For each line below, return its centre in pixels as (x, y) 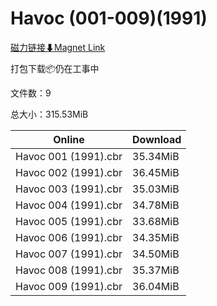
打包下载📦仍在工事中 (55, 68)
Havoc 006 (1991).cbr (69, 237)
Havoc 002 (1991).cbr (69, 172)
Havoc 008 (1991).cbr (69, 270)
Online (69, 139)
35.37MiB (156, 270)
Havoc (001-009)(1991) (109, 18)
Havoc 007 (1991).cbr (69, 254)
